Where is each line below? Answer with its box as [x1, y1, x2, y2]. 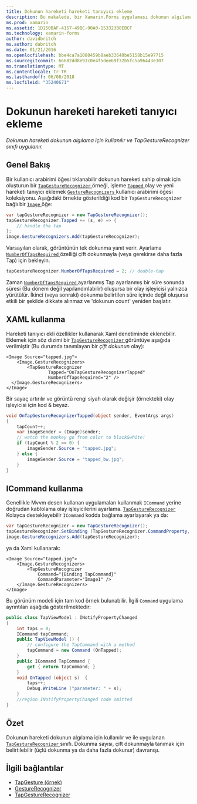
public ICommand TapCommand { [16, 658, 91, 664]
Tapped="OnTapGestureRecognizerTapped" [47, 369, 145, 375]
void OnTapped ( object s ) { [16, 675, 88, 681]
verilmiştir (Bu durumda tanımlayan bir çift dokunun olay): [6, 342, 145, 349]
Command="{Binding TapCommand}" [37, 571, 117, 577]
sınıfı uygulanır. [6, 143, 43, 150]
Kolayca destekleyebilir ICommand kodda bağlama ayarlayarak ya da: [6, 512, 168, 519]
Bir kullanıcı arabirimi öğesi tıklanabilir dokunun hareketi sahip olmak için [6, 176, 181, 183]
